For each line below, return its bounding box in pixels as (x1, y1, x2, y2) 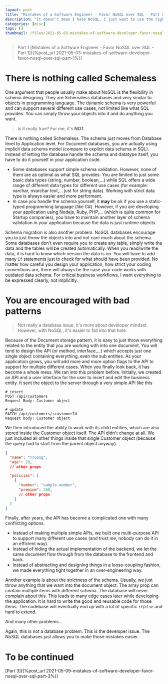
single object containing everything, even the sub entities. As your (5, 353, 141, 359)
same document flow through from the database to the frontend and (12, 551, 153, 557)
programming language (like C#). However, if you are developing (25, 204, 159, 210)
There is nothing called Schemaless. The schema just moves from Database (5, 135, 162, 141)
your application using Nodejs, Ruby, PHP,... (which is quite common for (12, 209, 161, 215)
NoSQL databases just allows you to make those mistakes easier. (5, 634, 139, 640)
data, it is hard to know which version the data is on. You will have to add (5, 250, 155, 256)
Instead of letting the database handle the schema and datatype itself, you (5, 151, 158, 157)
